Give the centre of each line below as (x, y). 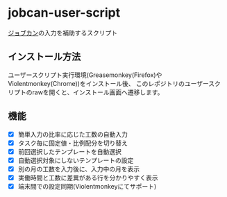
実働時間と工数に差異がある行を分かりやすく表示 (88, 178)
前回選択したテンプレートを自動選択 (70, 151)
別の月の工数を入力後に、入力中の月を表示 (79, 169)
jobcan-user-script (64, 13)
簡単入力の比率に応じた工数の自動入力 (73, 134)
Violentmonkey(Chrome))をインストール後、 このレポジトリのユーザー (108, 83)
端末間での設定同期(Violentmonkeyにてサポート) (87, 186)
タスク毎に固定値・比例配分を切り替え (73, 143)
